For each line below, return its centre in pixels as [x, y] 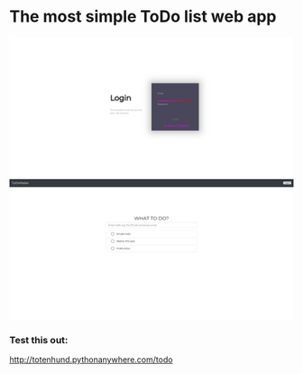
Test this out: [39, 340]
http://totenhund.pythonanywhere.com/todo [91, 360]
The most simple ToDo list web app [143, 17]
